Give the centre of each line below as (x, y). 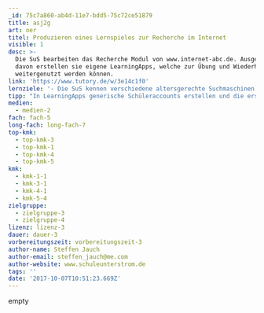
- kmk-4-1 (31, 191)
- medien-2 (33, 111)
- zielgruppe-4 (40, 220)
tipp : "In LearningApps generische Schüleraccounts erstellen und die (126, 96)
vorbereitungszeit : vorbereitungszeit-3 (75, 242)
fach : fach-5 (29, 118)
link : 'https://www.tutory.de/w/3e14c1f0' (79, 81)
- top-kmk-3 (35, 140)
